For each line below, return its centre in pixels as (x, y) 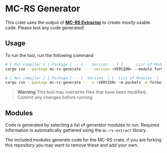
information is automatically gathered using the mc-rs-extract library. (76, 130)
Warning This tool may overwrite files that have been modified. (82, 92)
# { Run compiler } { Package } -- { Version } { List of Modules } (82, 78)
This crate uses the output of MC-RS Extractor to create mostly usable (78, 22)
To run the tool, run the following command (49, 55)
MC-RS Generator (43, 9)
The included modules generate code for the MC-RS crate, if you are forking (83, 140)
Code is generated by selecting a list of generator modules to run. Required (82, 125)
